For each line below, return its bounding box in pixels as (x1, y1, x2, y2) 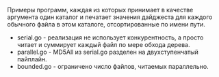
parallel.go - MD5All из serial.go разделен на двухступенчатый (16, 48, 198, 56)
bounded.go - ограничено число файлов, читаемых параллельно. (16, 63, 209, 70)
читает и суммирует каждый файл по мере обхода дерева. (16, 41, 190, 48)
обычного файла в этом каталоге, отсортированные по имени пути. (7, 20, 205, 28)
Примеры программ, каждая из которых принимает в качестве (7, 6, 194, 14)
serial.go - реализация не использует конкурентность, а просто (16, 33, 204, 42)
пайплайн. (16, 55, 47, 63)
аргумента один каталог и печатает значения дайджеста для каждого (7, 13, 213, 21)
